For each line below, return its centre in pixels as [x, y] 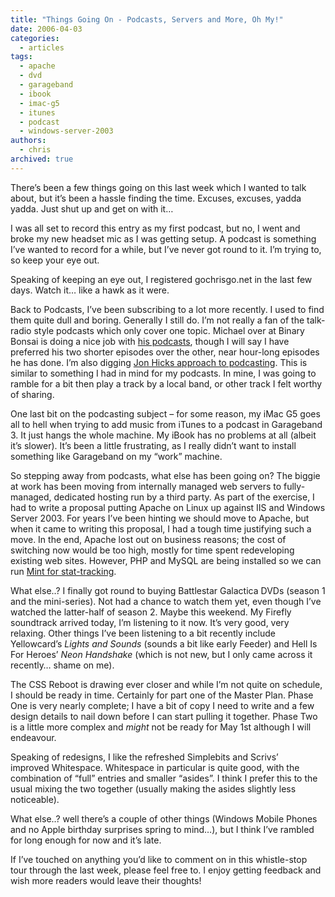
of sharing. [32, 394]
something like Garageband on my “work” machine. [116, 456]
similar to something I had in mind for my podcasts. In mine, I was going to [163, 373]
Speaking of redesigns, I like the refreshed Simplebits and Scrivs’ [144, 757]
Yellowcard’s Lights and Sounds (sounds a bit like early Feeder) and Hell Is [164, 643]
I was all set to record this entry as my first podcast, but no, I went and [155, 228]
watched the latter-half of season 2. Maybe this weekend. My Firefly [151, 612]
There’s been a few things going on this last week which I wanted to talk [158, 187]
